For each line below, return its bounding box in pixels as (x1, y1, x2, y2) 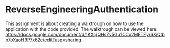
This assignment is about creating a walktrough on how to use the (5, 20, 144, 27)
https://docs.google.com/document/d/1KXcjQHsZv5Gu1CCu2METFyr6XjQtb (5, 31, 165, 37)
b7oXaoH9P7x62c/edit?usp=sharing (5, 37, 82, 43)
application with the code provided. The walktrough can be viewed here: (5, 26, 158, 32)
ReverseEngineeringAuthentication (5, 4, 159, 15)
